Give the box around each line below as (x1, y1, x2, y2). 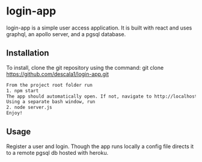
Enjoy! (6, 110, 23, 116)
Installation (6, 48, 49, 58)
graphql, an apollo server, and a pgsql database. (6, 30, 126, 37)
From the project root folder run (6, 82, 93, 88)
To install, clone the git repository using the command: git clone (6, 64, 164, 71)
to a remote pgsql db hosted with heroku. (6, 149, 109, 156)
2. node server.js (6, 104, 52, 111)
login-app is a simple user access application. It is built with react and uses (6, 24, 192, 31)
